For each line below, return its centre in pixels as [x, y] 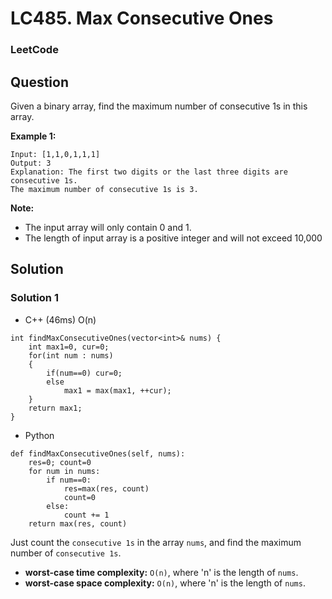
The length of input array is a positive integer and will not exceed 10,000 [173, 238]
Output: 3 [31, 163]
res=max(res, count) [106, 488]
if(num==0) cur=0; [84, 373]
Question [39, 82]
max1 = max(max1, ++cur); [117, 390]
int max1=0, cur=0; [69, 347]
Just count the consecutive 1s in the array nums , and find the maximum [156, 542]
